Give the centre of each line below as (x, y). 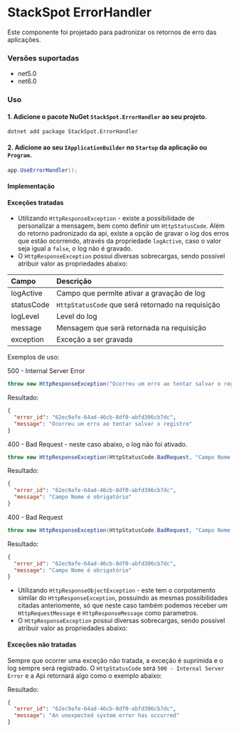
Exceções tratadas (36, 202)
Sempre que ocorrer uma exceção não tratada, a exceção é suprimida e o (115, 660)
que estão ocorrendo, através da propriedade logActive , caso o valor (119, 241)
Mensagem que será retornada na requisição (132, 328)
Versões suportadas (43, 58)
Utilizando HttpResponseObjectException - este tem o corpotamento (116, 590)
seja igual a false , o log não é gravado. (75, 249)
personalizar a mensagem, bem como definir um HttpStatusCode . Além (121, 226)
